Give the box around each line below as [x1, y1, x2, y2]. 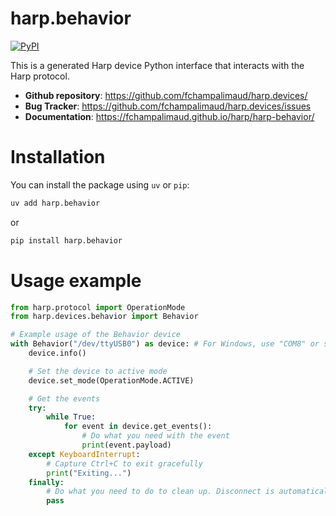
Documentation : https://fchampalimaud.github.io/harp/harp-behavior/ [24, 110, 315, 122]
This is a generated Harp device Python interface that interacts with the [10, 59, 305, 71]
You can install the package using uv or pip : [10, 178, 190, 191]
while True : [46, 412, 97, 422]
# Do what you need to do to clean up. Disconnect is [46, 487, 275, 497]
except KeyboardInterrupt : [28, 449, 141, 459]
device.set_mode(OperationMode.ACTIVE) [28, 375, 195, 386]
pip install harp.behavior [10, 235, 123, 246]
